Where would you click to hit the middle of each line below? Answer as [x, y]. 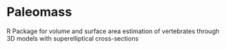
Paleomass [39, 12]
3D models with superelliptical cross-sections [73, 38]
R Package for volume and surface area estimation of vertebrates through [113, 31]
